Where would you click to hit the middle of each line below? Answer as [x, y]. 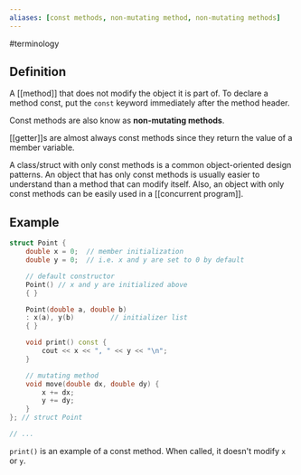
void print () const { [66, 343]
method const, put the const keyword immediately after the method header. [150, 103]
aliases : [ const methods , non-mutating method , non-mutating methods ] [145, 18]
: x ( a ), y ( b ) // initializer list [107, 318]
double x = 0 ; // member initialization [104, 252]
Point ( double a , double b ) [76, 309]
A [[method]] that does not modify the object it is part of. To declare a [139, 93]
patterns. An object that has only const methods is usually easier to [135, 175]
